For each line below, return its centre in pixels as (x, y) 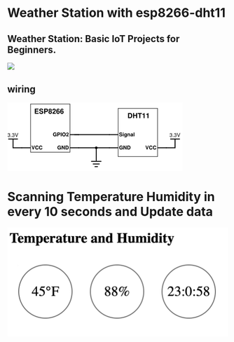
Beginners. (32, 49)
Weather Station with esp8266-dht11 (116, 13)
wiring (22, 89)
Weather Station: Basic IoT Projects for (94, 39)
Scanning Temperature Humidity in (111, 197)
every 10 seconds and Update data (110, 212)
